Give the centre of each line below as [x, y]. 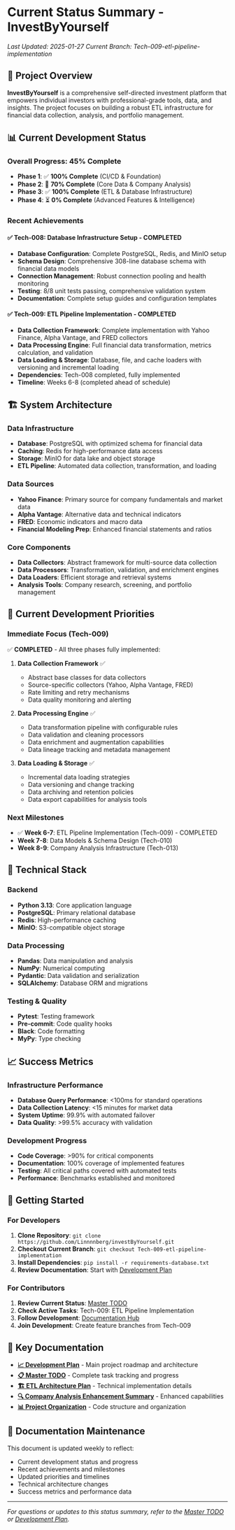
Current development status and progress [78, 1461]
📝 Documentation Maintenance [76, 1431]
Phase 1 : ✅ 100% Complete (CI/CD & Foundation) [89, 176]
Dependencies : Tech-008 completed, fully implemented [99, 374]
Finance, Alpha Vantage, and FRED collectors [83, 337]
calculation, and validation [55, 352]
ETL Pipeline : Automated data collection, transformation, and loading [117, 466]
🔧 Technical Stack [47, 870]
